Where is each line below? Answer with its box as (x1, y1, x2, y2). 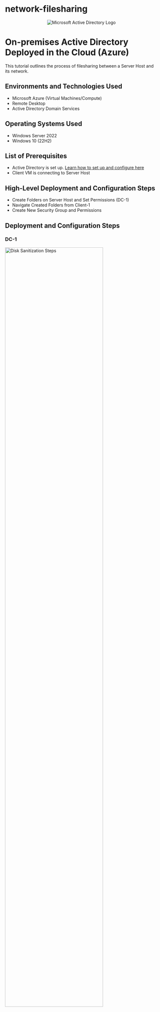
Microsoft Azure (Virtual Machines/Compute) (12, 95, 102, 101)
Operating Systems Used (5, 120, 82, 128)
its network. (5, 68, 29, 74)
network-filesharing (5, 3, 88, 15)
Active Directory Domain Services (12, 106, 80, 111)
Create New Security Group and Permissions (12, 207, 102, 213)
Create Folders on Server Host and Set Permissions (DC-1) (12, 197, 129, 203)
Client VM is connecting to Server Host (12, 170, 90, 176)
